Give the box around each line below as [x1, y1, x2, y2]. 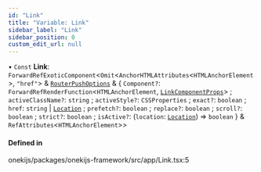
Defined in [8, 138, 43, 147]
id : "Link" [8, 11, 44, 20]
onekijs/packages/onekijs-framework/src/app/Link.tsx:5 [8, 156, 190, 165]
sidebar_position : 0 [8, 33, 76, 41]
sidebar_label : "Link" [8, 26, 82, 34]
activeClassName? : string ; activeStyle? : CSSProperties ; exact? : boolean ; [8, 95, 247, 105]
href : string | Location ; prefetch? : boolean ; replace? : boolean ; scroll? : [8, 103, 243, 113]
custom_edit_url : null [8, 41, 82, 48]
